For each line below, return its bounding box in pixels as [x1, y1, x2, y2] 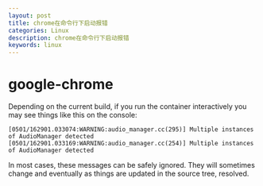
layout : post [8, 11, 52, 20]
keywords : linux [8, 41, 62, 49]
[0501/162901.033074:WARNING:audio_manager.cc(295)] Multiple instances [8, 126, 254, 134]
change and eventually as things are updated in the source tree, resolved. [8, 169, 249, 179]
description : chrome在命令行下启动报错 [8, 33, 130, 42]
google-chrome [8, 76, 114, 94]
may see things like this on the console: [8, 110, 137, 120]
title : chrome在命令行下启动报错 [8, 19, 109, 27]
